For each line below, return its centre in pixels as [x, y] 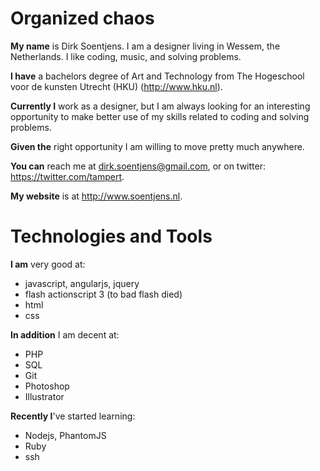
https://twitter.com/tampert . [67, 176]
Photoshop [47, 386]
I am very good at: [48, 264]
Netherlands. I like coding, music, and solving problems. [126, 56]
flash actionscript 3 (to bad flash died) [103, 294]
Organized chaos [82, 18]
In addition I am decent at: [65, 334]
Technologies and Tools [111, 236]
